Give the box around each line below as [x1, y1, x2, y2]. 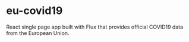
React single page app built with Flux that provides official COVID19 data [6, 23, 184, 30]
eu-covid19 [6, 4, 63, 17]
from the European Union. [6, 29, 70, 36]
